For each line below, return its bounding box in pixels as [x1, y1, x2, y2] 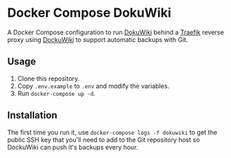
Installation [7, 110, 58, 122]
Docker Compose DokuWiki [7, 5, 171, 21]
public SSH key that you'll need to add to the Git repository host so [7, 135, 200, 144]
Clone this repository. [17, 74, 80, 82]
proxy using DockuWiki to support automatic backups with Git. [7, 35, 188, 43]
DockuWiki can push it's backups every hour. [7, 143, 138, 151]
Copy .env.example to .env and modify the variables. [17, 82, 170, 90]
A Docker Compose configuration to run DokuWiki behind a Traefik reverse [7, 28, 225, 36]
